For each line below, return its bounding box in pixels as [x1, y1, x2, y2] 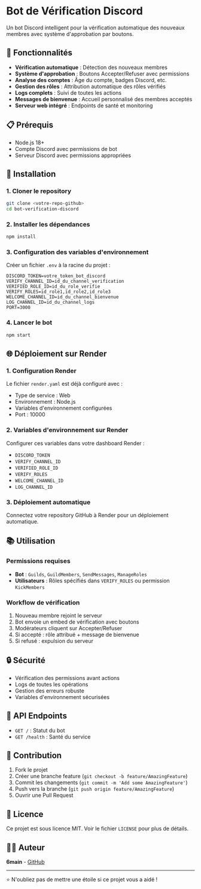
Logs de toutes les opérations [14, 681, 89, 688]
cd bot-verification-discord [6, 206, 79, 212]
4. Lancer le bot [6, 319, 53, 327]
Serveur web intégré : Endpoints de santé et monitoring [14, 102, 153, 109]
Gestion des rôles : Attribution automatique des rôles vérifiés [14, 83, 166, 90]
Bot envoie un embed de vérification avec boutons [14, 618, 139, 625]
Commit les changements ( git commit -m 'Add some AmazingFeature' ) [14, 779, 188, 786]
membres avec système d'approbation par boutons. [6, 30, 134, 37]
